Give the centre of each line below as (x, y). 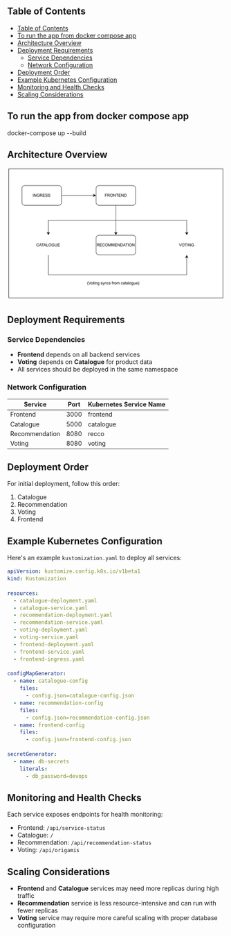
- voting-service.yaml (46, 637)
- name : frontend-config (49, 725)
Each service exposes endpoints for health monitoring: (85, 815)
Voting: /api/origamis (48, 850)
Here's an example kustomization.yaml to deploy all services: (94, 558)
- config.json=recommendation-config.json (87, 718)
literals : (34, 769)
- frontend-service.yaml (49, 652)
